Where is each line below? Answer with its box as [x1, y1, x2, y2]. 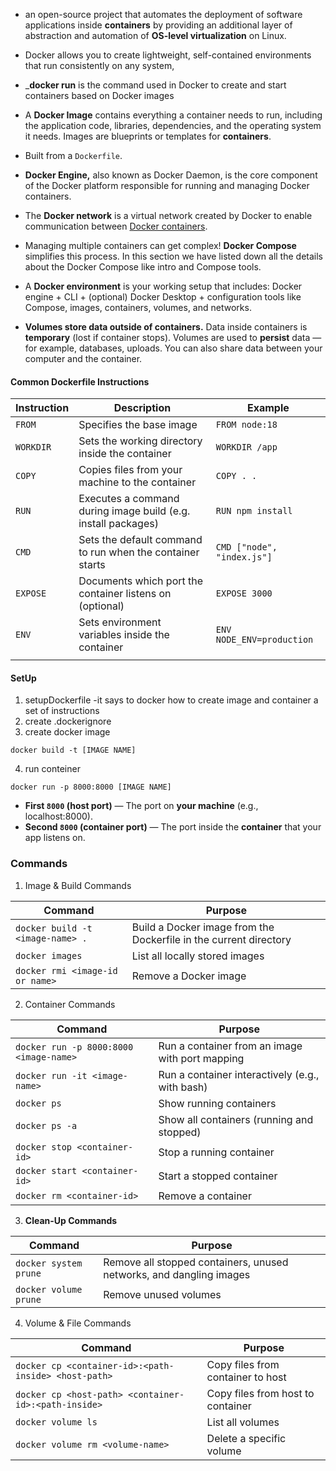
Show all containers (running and [158, 1112, 314, 1126]
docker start [15, 1165, 78, 1176]
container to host [206, 1370, 287, 1384]
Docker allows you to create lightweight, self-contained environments [24, 49, 312, 61]
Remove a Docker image [131, 969, 247, 983]
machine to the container [78, 475, 197, 489]
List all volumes [206, 1415, 280, 1429]
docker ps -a [15, 1120, 78, 1131]
